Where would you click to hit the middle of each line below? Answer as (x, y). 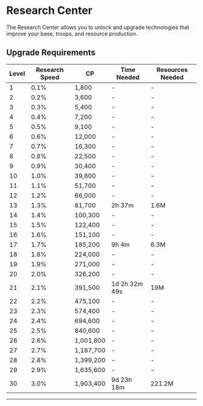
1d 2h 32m (127, 283)
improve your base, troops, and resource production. (72, 33)
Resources (172, 69)
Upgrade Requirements (51, 53)
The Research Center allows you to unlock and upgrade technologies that (98, 27)
